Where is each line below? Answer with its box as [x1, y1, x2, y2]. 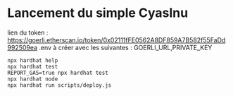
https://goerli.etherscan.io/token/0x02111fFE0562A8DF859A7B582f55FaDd [7, 35, 226, 44]
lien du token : [7, 28, 49, 37]
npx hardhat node [7, 76, 58, 83]
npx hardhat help [7, 56, 58, 64]
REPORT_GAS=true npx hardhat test [7, 69, 109, 76]
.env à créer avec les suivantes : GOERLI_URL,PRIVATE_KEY [38, 43, 213, 52]
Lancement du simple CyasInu [7, 5, 189, 21]
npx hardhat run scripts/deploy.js [7, 81, 112, 89]
